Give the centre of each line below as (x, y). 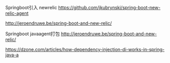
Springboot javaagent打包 (33, 34)
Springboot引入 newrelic (31, 7)
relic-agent (17, 13)
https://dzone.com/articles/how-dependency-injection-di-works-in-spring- (85, 49)
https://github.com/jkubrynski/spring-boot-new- (109, 7)
